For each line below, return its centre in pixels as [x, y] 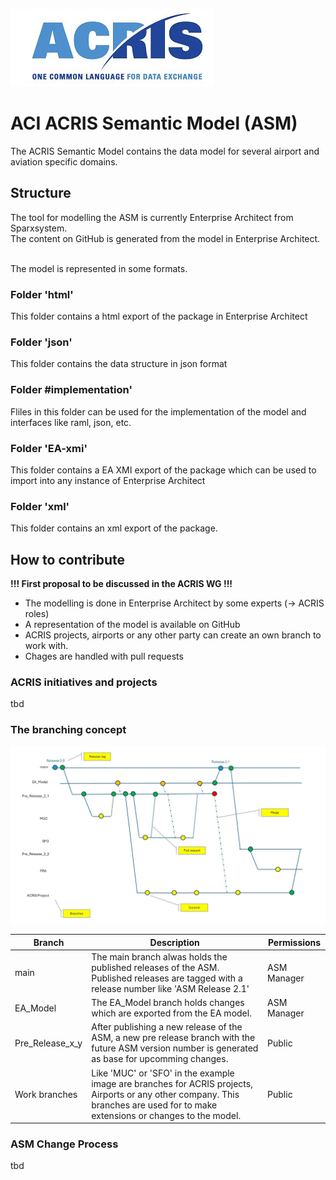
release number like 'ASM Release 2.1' [170, 988]
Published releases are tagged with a [167, 978]
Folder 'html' [42, 294]
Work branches [46, 1094]
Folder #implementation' [71, 390]
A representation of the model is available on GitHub [132, 625]
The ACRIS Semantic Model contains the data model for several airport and [165, 151]
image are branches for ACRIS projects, [172, 1083]
